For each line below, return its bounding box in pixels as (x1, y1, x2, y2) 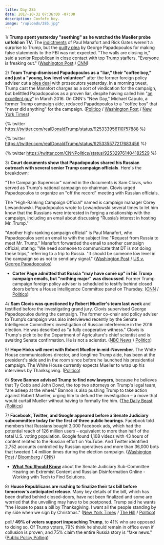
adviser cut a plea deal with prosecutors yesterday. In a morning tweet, (5, 80, 148, 86)
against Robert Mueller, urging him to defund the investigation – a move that (5, 393, 158, 399)
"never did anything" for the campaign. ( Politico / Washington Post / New (5, 106, 152, 112)
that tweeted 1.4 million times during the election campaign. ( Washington (5, 449, 152, 455)
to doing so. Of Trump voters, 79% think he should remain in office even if (5, 524, 154, 530)
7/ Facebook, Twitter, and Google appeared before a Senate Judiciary (5, 412, 149, 419)
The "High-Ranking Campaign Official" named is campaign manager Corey (5, 199, 156, 206)
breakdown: (5, 170, 29, 176)
